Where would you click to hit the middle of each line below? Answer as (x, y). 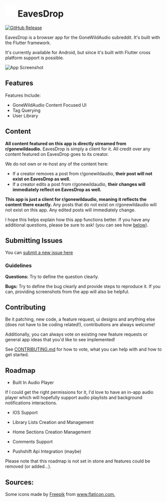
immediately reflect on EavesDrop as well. (57, 189)
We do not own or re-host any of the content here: (57, 164)
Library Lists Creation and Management (53, 422)
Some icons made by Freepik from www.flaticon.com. (60, 494)
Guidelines (18, 266)
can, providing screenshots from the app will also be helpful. (67, 292)
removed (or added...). (28, 466)
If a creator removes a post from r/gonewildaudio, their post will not (82, 173)
